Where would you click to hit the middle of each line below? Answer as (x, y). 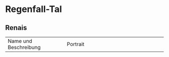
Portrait (76, 44)
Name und (20, 41)
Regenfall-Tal (33, 9)
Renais (16, 28)
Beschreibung (24, 47)
